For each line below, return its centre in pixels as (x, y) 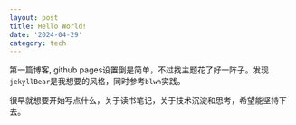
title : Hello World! (48, 26)
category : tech (38, 43)
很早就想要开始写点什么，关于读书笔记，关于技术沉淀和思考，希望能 (136, 101)
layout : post (34, 18)
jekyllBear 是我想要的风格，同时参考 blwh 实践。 (97, 82)
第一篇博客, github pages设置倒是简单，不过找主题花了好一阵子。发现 (139, 70)
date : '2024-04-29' (46, 34)
